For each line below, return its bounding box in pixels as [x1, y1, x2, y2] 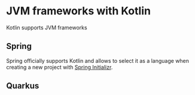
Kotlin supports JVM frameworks [6, 24, 88, 31]
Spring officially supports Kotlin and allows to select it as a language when [6, 57, 190, 64]
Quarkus [6, 81, 39, 91]
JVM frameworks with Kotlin [6, 4, 151, 18]
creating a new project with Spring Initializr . [6, 63, 113, 71]
